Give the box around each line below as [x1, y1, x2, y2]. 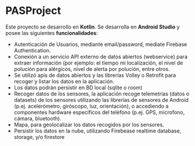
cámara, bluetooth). [13, 115, 62, 122]
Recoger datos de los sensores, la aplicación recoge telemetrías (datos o [13, 90, 190, 97]
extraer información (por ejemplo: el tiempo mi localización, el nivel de [13, 59, 183, 66]
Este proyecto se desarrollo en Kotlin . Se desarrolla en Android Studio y [5, 23, 180, 30]
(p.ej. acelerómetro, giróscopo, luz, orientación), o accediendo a [13, 102, 169, 109]
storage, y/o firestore [13, 133, 65, 140]
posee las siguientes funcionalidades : [5, 29, 98, 36]
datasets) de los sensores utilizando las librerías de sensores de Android [13, 96, 189, 103]
